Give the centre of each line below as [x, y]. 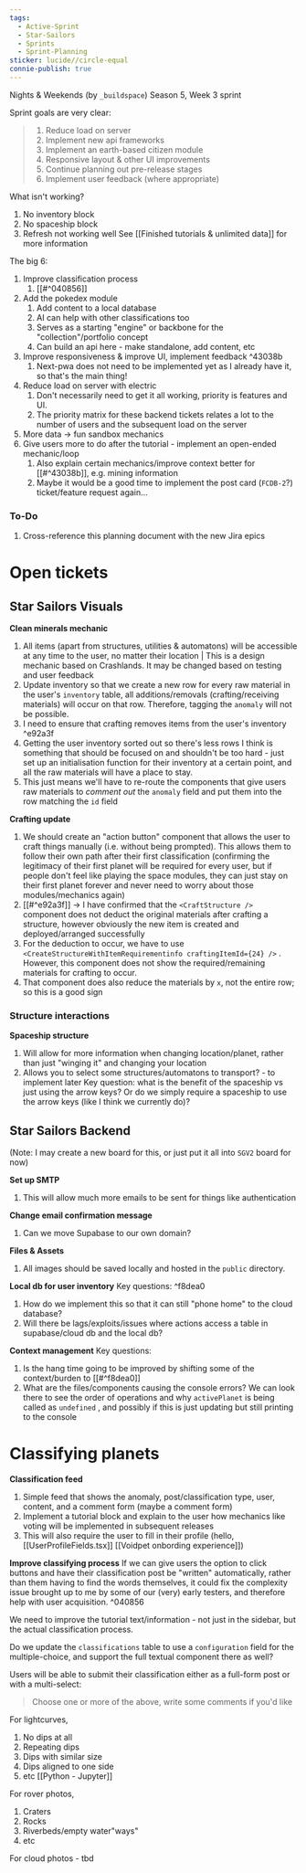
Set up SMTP [35, 1180]
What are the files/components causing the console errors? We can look [158, 1388]
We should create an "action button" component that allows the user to [156, 837]
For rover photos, [42, 1794]
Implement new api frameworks [105, 140]
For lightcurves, [39, 1720]
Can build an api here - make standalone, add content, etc [146, 346]
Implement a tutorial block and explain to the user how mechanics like [154, 1517]
